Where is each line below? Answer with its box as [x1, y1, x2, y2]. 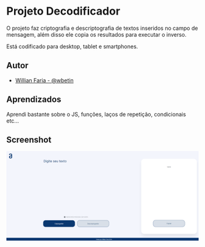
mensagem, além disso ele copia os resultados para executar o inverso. [6, 30, 187, 38]
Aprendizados [6, 95, 62, 105]
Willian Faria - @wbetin [15, 76, 74, 84]
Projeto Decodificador [6, 4, 121, 18]
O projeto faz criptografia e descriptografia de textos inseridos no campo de [6, 24, 198, 32]
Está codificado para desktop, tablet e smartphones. [6, 43, 138, 50]
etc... [6, 117, 20, 124]
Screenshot [6, 134, 52, 145]
